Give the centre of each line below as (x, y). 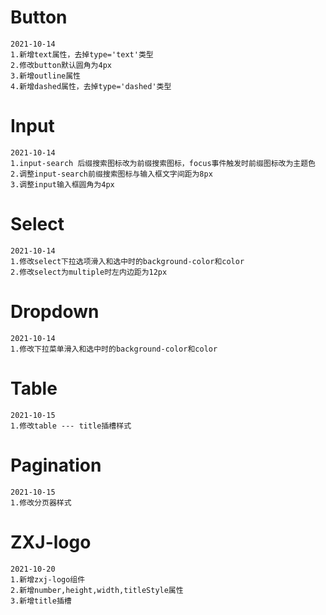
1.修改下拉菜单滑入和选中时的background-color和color (114, 349)
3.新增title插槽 (41, 601)
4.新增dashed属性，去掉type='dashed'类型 (91, 86)
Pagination (56, 465)
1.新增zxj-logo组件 (48, 579)
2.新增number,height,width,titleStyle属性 (97, 590)
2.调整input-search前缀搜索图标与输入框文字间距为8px (111, 174)
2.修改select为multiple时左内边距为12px (89, 272)
